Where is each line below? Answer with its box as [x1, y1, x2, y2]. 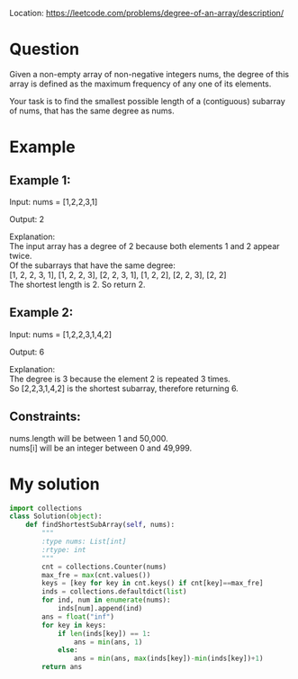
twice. [9, 250, 32, 261]
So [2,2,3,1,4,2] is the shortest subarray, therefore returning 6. [9, 382, 239, 394]
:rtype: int [41, 545, 87, 554]
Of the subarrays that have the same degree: [9, 260, 176, 271]
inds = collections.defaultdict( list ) [41, 587, 187, 596]
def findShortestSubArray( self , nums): [25, 521, 176, 530]
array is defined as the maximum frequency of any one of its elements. [9, 78, 272, 89]
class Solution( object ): [9, 512, 103, 521]
